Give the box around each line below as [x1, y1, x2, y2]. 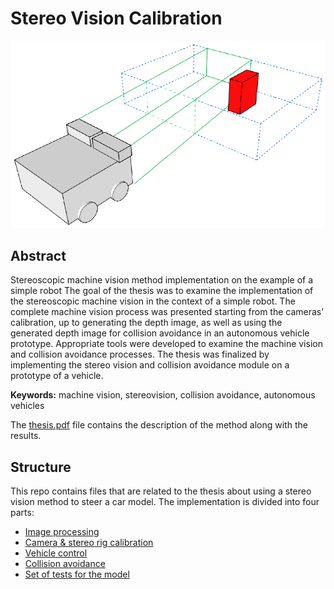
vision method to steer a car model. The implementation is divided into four [10, 496, 320, 508]
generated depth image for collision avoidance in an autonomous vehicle [10, 327, 310, 339]
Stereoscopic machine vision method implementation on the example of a [10, 274, 314, 286]
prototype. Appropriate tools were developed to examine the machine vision [10, 338, 323, 350]
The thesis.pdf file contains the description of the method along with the [10, 419, 308, 431]
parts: [10, 507, 35, 519]
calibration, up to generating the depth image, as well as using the [10, 317, 283, 329]
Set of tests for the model [24, 568, 130, 581]
